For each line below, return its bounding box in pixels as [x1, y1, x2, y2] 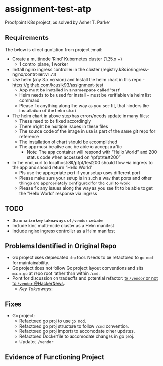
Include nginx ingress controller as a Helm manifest [12, 228, 115, 234]
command [19, 97, 40, 103]
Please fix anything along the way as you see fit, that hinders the [19, 102, 149, 108]
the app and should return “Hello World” [12, 165, 93, 170]
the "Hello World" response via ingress [19, 190, 97, 196]
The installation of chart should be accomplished [19, 139, 118, 145]
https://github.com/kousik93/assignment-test [12, 82, 104, 88]
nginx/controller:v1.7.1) [12, 72, 57, 77]
